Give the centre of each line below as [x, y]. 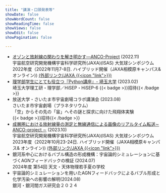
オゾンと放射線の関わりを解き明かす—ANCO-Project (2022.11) [76, 56]
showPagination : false [28, 38]
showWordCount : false [28, 19]
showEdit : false [22, 33]
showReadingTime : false [30, 24]
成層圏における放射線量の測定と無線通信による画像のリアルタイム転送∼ [86, 124]
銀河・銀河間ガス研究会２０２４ [45, 185]
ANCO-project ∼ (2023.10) [39, 129]
